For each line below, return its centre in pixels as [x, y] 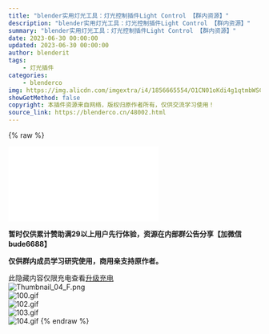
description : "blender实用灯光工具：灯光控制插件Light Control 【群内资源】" [129, 23]
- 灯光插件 [38, 68]
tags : [17, 61]
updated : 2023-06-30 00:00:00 [59, 46]
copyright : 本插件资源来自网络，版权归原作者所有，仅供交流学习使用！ [111, 105]
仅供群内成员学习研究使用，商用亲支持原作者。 [85, 261]
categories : [28, 75]
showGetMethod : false [44, 98]
